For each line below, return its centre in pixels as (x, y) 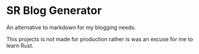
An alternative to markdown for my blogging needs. (71, 27)
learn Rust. (20, 46)
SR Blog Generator (54, 11)
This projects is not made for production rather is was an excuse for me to (100, 39)
